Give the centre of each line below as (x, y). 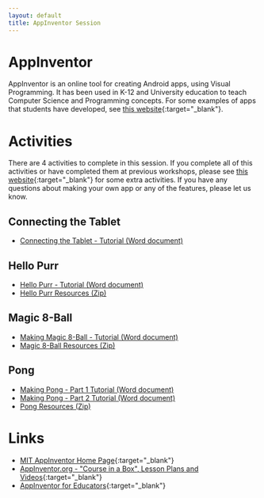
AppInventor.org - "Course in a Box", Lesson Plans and (109, 469)
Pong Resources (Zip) (55, 406)
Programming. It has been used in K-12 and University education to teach (128, 93)
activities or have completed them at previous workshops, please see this (128, 172)
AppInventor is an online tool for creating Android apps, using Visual (120, 84)
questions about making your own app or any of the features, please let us (130, 188)
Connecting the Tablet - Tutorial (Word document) (101, 241)
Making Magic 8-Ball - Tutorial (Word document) (99, 336)
